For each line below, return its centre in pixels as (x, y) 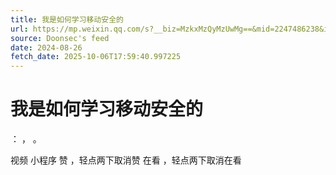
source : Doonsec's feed (60, 38)
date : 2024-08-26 (46, 47)
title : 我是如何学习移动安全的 (67, 19)
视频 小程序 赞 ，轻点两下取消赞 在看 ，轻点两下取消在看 (126, 160)
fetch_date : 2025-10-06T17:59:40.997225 (96, 57)
